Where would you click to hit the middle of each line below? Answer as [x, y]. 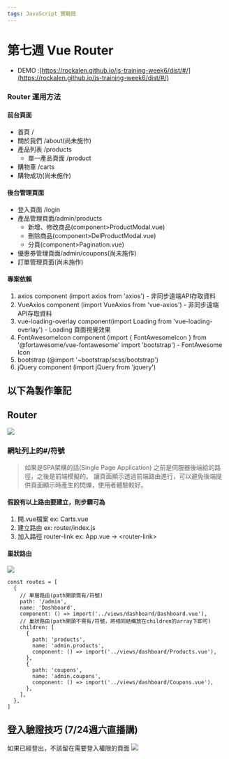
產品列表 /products [44, 149]
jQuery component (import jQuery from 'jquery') [87, 367]
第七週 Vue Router [60, 50]
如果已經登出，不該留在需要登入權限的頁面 [68, 748]
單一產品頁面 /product [60, 158]
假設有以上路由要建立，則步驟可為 [56, 502]
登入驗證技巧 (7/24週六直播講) [73, 730]
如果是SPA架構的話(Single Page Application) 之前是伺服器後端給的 [119, 467]
